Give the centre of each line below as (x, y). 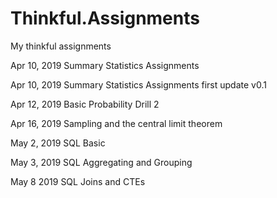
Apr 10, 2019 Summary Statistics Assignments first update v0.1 (138, 84)
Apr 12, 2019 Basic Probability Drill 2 (85, 104)
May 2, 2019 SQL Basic (58, 143)
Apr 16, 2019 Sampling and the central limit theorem (116, 123)
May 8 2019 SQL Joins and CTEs (78, 181)
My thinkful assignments (61, 46)
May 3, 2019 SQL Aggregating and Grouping (101, 162)
